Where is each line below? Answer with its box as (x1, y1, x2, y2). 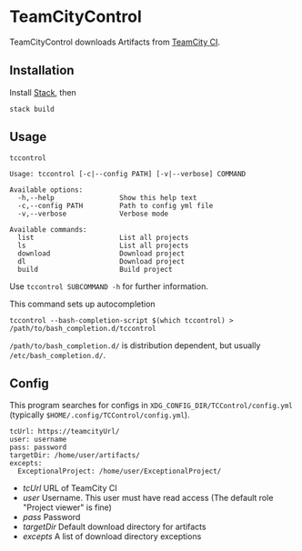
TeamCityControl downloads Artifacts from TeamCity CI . (9, 36, 221, 47)
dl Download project (17, 256, 185, 265)
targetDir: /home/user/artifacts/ (9, 451, 141, 460)
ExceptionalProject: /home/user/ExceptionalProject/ (17, 466, 222, 476)
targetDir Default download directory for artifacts (22, 521, 206, 533)
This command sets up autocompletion (9, 298, 156, 309)
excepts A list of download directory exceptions (22, 531, 202, 542)
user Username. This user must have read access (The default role (22, 493, 274, 504)
